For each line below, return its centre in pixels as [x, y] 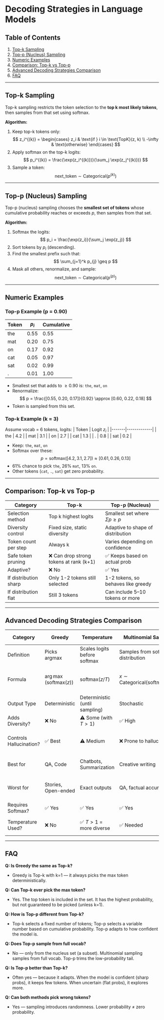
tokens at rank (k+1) [72, 562]
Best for [17, 764]
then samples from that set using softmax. [48, 112]
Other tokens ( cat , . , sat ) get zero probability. [58, 471]
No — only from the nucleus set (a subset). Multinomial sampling [77, 953]
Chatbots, [91, 761]
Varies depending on [129, 541]
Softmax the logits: [31, 232]
